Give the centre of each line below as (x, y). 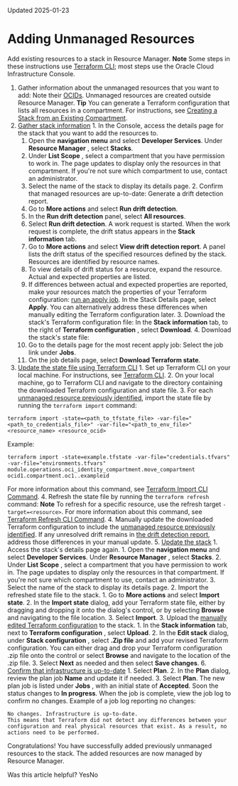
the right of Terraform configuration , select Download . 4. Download (130, 330)
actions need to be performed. (54, 733)
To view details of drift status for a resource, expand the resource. (125, 269)
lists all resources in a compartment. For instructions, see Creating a (118, 110)
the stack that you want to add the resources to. (88, 133)
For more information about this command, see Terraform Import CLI (108, 489)
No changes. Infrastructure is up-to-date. (73, 714)
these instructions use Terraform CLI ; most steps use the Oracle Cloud (111, 66)
